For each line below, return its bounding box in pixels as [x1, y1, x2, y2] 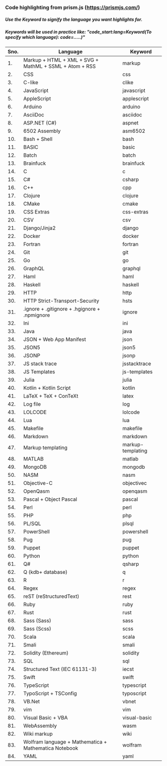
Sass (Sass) [23, 617, 51, 624]
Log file [23, 401, 41, 408]
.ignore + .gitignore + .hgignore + [23, 306, 100, 313]
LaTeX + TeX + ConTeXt [23, 393, 79, 400]
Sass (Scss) [23, 625, 51, 632]
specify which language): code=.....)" [5, 34, 85, 40]
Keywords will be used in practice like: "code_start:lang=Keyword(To [5, 29, 152, 35]
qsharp [122, 560, 139, 567]
